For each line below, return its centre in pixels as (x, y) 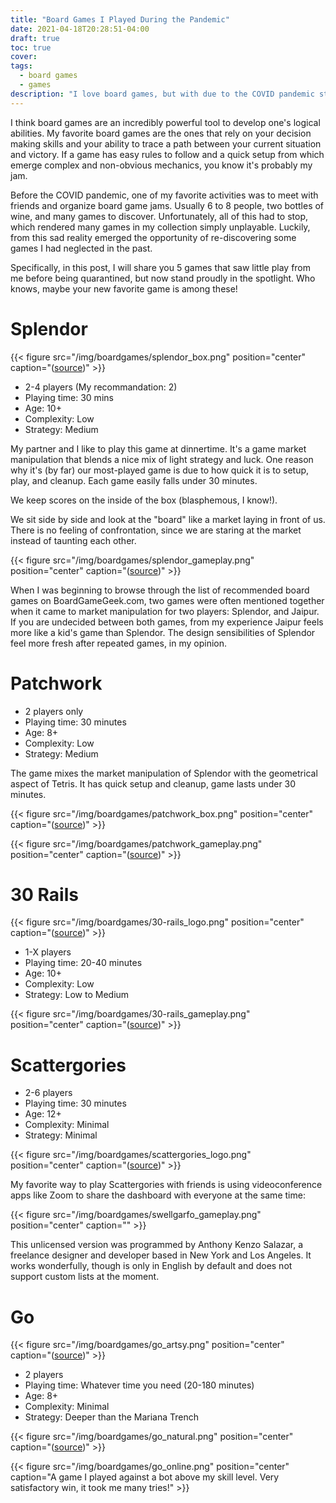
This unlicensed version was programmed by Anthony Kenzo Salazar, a (157, 1245)
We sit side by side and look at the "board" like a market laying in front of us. (168, 519)
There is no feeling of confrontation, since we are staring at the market (156, 530)
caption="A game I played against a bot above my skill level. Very (145, 1477)
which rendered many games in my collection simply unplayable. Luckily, (160, 227)
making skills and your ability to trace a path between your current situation (166, 143)
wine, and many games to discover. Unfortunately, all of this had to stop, (159, 216)
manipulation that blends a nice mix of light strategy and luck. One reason (162, 459)
